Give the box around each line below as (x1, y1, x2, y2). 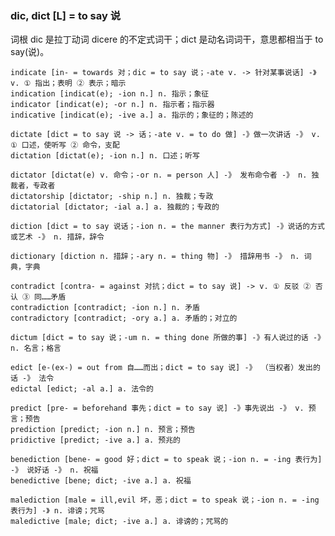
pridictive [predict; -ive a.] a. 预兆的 (10, 435, 181, 446)
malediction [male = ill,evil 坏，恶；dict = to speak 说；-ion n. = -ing (10, 495, 320, 506)
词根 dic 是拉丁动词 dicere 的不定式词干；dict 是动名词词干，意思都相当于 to (10, 33, 324, 46)
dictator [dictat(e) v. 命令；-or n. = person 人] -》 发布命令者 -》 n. (10, 170, 308, 181)
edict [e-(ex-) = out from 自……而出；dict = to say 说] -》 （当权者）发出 (10, 363, 313, 373)
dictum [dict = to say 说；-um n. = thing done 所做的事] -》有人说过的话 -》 (10, 333, 325, 343)
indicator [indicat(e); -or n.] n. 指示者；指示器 (10, 100, 215, 110)
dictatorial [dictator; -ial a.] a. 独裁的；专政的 (10, 202, 220, 212)
